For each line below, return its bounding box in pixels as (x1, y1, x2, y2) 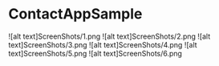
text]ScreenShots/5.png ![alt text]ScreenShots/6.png (8, 48, 183, 58)
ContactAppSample (8, 5, 143, 23)
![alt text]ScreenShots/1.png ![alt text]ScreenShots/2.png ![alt (8, 31, 211, 41)
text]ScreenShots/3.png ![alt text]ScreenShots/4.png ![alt (8, 39, 198, 49)
